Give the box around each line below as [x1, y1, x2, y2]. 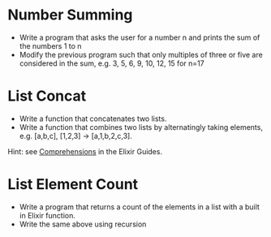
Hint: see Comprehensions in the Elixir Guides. [7, 146, 163, 156]
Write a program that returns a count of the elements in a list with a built [19, 201, 260, 212]
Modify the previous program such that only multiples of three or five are [19, 50, 263, 59]
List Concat [7, 87, 87, 106]
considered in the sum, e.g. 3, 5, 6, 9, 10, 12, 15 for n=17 [19, 58, 204, 68]
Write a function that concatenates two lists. [19, 114, 167, 123]
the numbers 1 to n [19, 41, 82, 50]
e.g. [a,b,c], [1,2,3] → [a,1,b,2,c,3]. [19, 131, 133, 140]
